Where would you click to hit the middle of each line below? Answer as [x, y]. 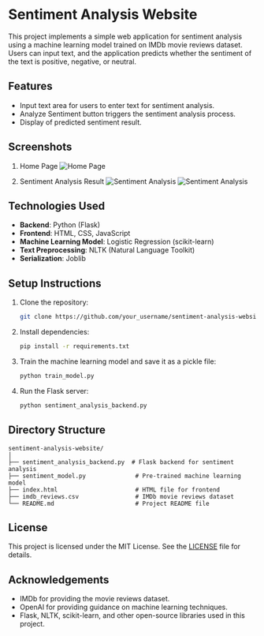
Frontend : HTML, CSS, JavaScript [75, 234]
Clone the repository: [54, 302]
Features [30, 86]
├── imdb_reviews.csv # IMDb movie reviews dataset [121, 496]
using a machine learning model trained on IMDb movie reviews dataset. [125, 44]
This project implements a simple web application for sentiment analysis [125, 36]
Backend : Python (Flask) [60, 225]
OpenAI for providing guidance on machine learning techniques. [124, 607]
